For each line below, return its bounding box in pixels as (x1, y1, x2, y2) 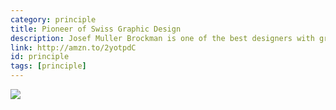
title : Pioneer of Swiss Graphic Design (10, 24, 182, 34)
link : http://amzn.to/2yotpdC (10, 42, 137, 53)
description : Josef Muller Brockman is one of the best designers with (10, 33, 315, 43)
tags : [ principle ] (10, 61, 87, 71)
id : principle (10, 52, 70, 62)
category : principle (10, 14, 97, 25)
